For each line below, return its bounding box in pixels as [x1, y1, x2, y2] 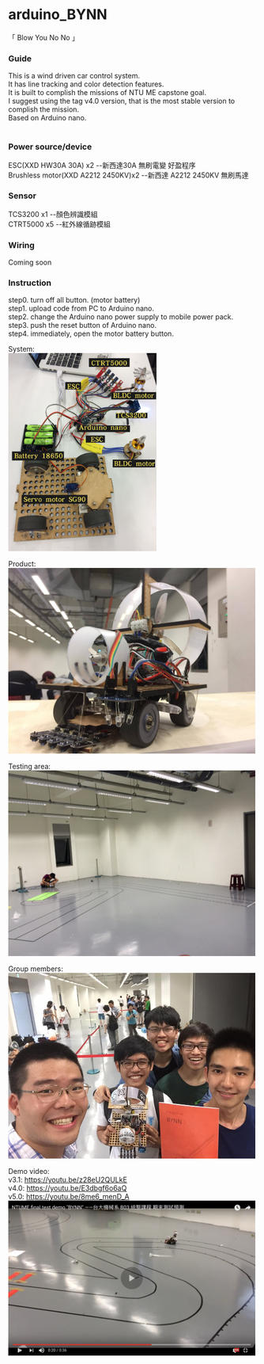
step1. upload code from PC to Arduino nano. [8, 303, 155, 314]
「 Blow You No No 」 [8, 32, 79, 42]
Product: [8, 559, 36, 569]
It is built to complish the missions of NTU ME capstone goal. [8, 88, 207, 97]
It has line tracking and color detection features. [8, 79, 164, 89]
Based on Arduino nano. [8, 113, 87, 123]
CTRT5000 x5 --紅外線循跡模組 [8, 219, 111, 229]
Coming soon [8, 257, 52, 267]
